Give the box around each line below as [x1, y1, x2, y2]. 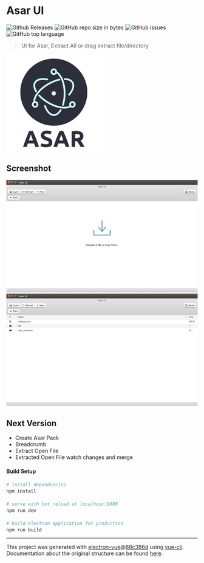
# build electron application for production [6, 520, 123, 527]
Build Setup [6, 468, 36, 475]
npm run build [6, 527, 42, 533]
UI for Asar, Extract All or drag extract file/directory [21, 42, 149, 49]
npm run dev [6, 507, 36, 514]
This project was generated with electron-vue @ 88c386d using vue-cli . [6, 544, 184, 551]
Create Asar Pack [15, 434, 59, 441]
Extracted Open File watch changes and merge [15, 454, 134, 461]
